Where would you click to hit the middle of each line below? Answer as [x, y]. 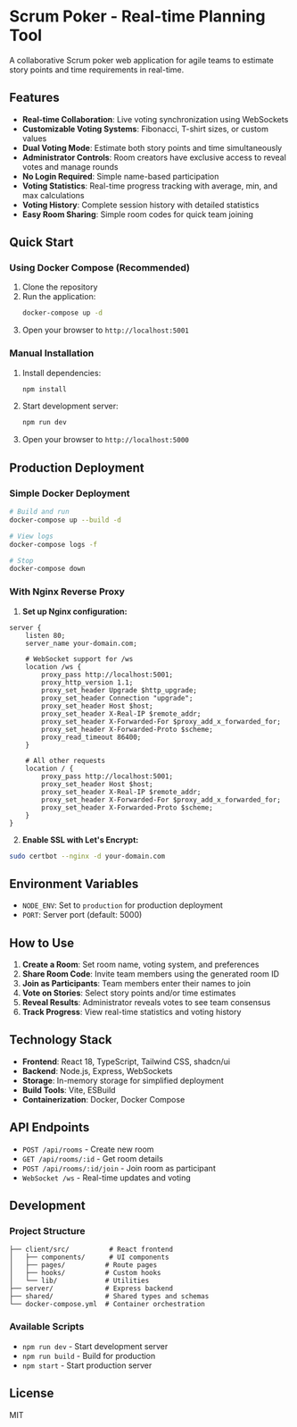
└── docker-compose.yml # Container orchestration [107, 1305]
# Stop [21, 560]
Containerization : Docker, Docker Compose [103, 1099]
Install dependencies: [62, 373]
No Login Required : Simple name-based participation [120, 176]
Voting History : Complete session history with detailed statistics [140, 205]
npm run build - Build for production [89, 1356]
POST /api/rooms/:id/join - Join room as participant [119, 1168]
